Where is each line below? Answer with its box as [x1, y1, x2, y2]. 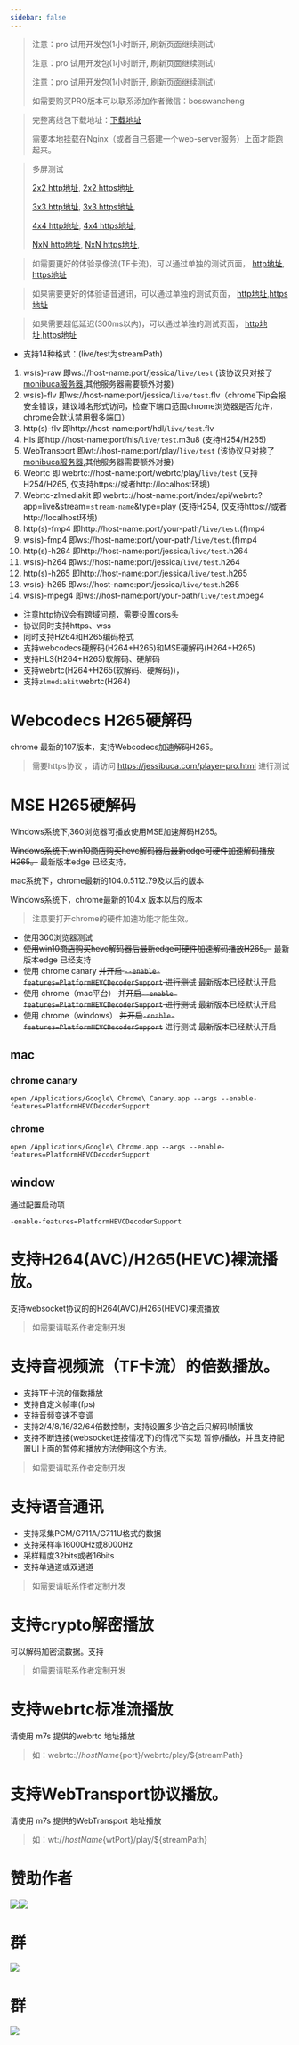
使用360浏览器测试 [22, 932, 93, 943]
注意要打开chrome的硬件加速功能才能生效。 [31, 912, 193, 923]
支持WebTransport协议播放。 [10, 1784, 228, 1804]
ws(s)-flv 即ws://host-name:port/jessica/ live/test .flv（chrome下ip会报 [22, 389, 287, 400]
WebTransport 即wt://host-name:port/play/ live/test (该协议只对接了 [22, 445, 275, 455]
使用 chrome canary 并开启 [22, 965, 123, 976]
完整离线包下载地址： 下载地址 [31, 114, 141, 125]
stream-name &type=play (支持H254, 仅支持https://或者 [90, 501, 287, 511]
